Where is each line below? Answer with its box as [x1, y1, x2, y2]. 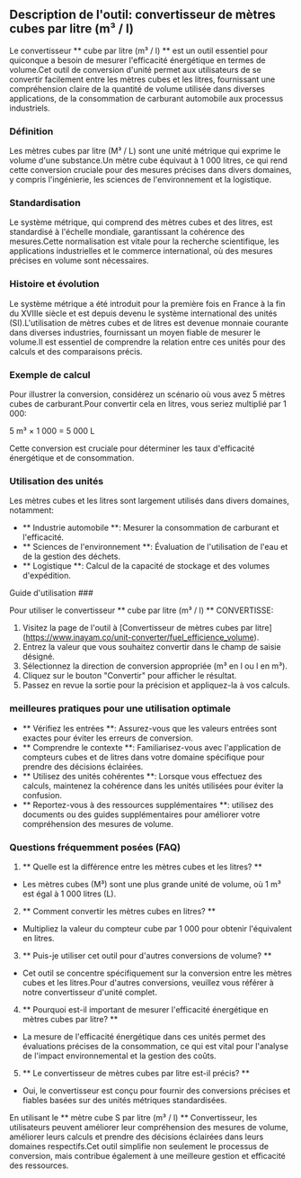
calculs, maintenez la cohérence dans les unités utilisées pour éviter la [22, 780, 284, 791]
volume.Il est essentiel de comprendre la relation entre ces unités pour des [9, 337, 286, 347]
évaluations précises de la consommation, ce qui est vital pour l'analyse [22, 1040, 289, 1051]
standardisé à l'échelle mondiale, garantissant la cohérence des [9, 227, 245, 238]
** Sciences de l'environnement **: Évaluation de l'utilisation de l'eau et [22, 542, 288, 553]
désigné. [22, 652, 56, 662]
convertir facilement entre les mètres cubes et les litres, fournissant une [9, 74, 276, 85]
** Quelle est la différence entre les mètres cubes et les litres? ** [22, 861, 262, 872]
